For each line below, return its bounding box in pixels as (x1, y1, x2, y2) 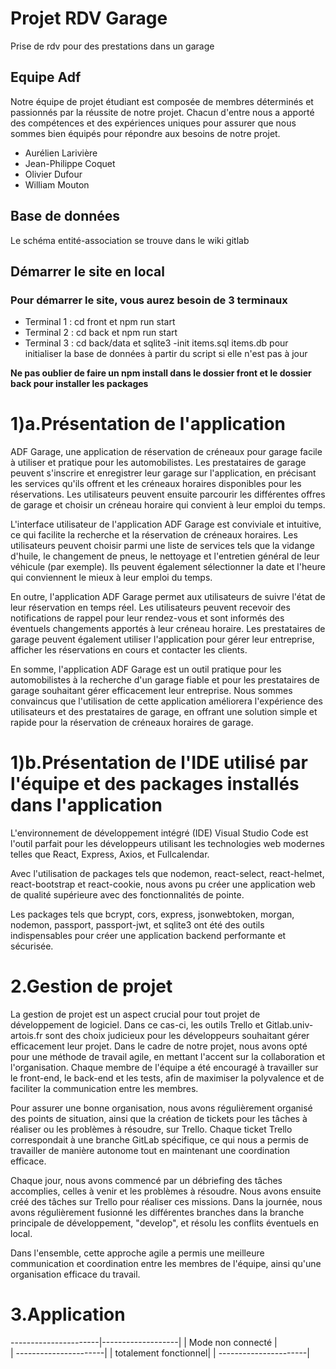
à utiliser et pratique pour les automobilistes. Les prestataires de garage (10, 457, 307, 469)
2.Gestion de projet (10, 975, 173, 998)
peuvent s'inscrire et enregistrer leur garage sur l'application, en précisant (10, 467, 317, 479)
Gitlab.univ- (265, 1019, 314, 1031)
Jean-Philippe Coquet (24, 157, 116, 169)
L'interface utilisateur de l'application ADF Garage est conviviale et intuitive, (10, 518, 322, 531)
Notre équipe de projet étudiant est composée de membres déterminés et (10, 95, 314, 107)
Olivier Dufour (24, 168, 83, 180)
